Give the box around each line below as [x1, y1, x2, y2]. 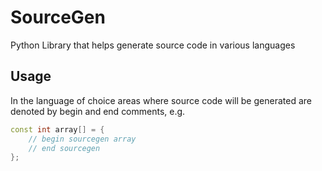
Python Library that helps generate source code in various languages [10, 39, 296, 51]
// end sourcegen [28, 143, 101, 153]
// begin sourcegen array [28, 134, 137, 144]
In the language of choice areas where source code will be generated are [10, 94, 312, 106]
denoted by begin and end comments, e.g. [10, 105, 186, 117]
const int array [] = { [10, 124, 105, 135]
